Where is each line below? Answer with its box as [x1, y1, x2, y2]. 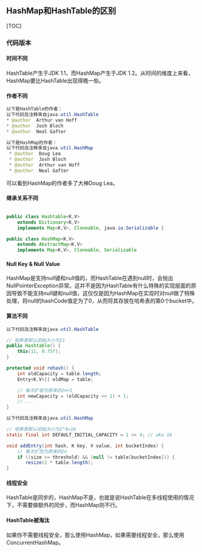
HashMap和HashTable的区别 [6, 5, 116, 16]
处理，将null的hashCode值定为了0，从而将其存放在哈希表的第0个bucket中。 [6, 297, 198, 305]
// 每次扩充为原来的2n [17, 448, 67, 454]
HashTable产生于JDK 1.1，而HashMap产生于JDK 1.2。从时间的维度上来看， [6, 69, 194, 77]
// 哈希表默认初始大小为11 [6, 337, 66, 343]
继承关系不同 [6, 194, 38, 202]
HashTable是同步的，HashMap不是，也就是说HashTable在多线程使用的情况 [6, 494, 194, 501]
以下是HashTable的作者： [6, 106, 62, 112]
